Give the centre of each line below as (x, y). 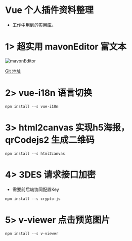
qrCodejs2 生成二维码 (50, 140)
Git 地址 (13, 71)
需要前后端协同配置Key (36, 189)
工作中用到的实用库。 (34, 25)
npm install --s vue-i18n (32, 106)
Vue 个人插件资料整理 (49, 10)
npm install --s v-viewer (32, 234)
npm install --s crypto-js (33, 199)
